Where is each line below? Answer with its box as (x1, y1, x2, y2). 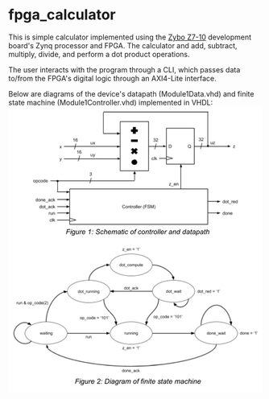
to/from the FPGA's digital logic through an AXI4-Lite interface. (8, 73, 217, 83)
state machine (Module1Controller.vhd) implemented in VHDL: (8, 97, 213, 107)
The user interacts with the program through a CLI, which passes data (8, 64, 241, 74)
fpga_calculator (8, 6, 116, 24)
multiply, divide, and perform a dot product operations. (8, 49, 190, 59)
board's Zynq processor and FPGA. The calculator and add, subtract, (8, 40, 238, 50)
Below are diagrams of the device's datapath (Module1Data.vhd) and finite (8, 88, 255, 98)
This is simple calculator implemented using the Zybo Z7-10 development (8, 32, 252, 42)
